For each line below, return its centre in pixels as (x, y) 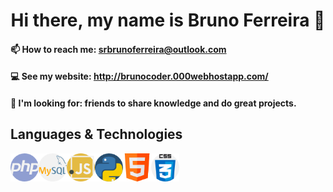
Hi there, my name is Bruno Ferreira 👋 (168, 20)
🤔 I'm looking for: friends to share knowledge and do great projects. (153, 103)
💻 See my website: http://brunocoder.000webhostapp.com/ (139, 76)
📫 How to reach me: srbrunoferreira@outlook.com (118, 49)
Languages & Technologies (96, 134)
